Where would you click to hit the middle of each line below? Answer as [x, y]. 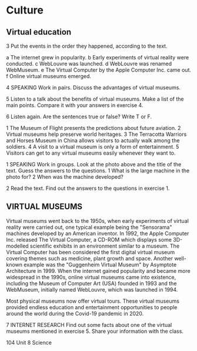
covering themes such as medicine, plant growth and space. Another [90, 258]
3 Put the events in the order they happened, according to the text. [87, 46]
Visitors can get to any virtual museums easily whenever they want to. [91, 153]
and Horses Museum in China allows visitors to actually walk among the [93, 141]
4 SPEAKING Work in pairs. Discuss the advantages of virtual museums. [94, 88]
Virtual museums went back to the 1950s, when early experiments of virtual [98, 220]
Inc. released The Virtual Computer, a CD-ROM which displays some [89, 239]
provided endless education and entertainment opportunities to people [92, 307]
